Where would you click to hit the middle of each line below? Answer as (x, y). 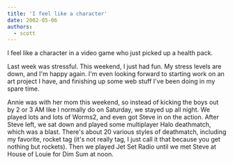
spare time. (23, 89)
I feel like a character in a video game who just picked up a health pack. (110, 53)
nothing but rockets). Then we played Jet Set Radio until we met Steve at (112, 147)
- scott (25, 33)
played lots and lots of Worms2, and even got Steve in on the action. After (113, 117)
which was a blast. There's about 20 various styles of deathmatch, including (117, 132)
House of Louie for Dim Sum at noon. (60, 154)
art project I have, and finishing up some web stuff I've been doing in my (111, 82)
